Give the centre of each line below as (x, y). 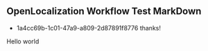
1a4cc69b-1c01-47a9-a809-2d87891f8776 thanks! (88, 28)
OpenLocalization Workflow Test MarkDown (104, 11)
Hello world (23, 41)
